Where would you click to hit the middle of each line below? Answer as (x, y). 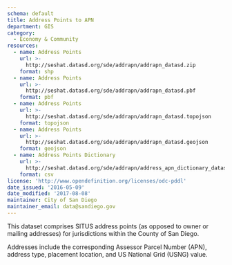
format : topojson (45, 123)
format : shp (37, 71)
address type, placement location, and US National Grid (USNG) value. (107, 254)
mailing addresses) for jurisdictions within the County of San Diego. (103, 233)
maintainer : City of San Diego (52, 200)
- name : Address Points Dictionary (65, 155)
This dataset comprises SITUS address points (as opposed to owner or (108, 226)
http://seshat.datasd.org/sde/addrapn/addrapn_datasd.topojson (118, 116)
